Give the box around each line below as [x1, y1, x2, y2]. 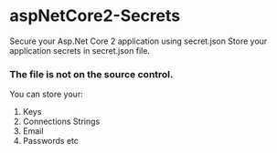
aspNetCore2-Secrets [9, 5, 181, 26]
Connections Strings [22, 116, 101, 127]
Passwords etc [22, 136, 80, 147]
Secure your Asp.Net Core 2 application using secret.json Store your [9, 36, 268, 46]
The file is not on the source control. [9, 67, 174, 80]
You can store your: [9, 88, 84, 100]
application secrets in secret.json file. [9, 45, 151, 56]
